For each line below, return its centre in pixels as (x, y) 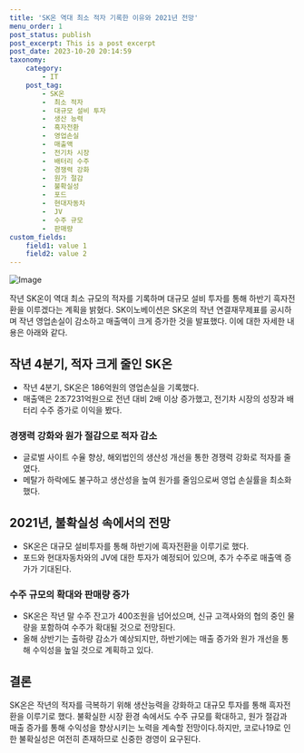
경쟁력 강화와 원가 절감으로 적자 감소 (83, 435)
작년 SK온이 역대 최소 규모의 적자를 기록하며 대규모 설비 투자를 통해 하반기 (140, 298)
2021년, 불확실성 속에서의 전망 (90, 523)
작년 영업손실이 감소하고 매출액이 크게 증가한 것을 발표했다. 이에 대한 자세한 (152, 321)
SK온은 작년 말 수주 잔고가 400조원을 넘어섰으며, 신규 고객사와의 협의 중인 (154, 616)
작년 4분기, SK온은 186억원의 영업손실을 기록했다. (111, 387)
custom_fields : (38, 237)
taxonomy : (28, 60)
